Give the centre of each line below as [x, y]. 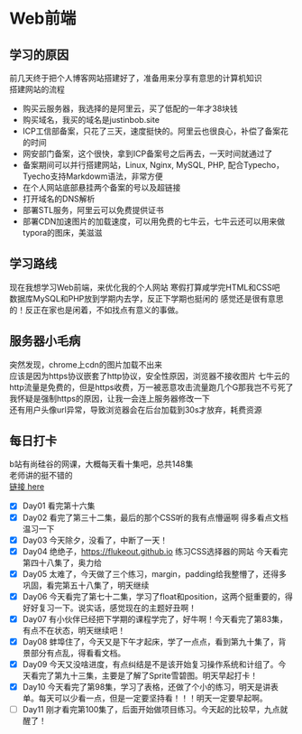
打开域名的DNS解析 [59, 199]
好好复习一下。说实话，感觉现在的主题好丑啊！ [109, 608]
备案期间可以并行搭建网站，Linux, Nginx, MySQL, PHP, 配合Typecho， [153, 165]
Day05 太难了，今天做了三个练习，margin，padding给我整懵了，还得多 [154, 573]
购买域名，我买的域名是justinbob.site [91, 120]
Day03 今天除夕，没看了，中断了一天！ [95, 540]
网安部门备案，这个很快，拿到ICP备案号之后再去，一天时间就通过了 [147, 153]
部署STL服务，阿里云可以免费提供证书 [93, 210]
